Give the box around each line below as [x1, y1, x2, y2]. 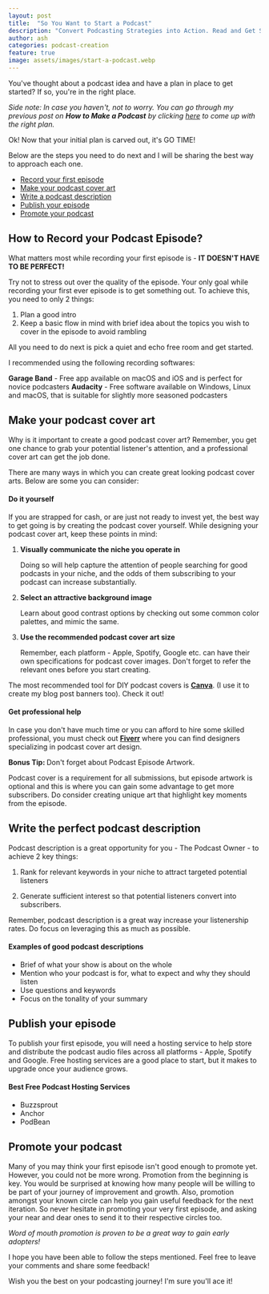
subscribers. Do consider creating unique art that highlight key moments [8, 790, 247, 800]
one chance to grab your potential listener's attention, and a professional [8, 443, 248, 453]
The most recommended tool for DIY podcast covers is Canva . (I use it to [8, 680, 250, 690]
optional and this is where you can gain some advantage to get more [8, 781, 235, 791]
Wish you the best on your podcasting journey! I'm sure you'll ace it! [8, 1276, 234, 1286]
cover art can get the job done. [8, 452, 110, 462]
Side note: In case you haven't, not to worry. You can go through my [8, 102, 234, 112]
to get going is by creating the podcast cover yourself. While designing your [8, 520, 259, 530]
